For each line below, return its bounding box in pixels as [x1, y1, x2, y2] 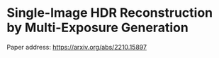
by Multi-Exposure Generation [6, 20, 189, 36]
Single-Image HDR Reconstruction [6, 5, 213, 21]
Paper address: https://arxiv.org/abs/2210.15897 [6, 43, 147, 51]
